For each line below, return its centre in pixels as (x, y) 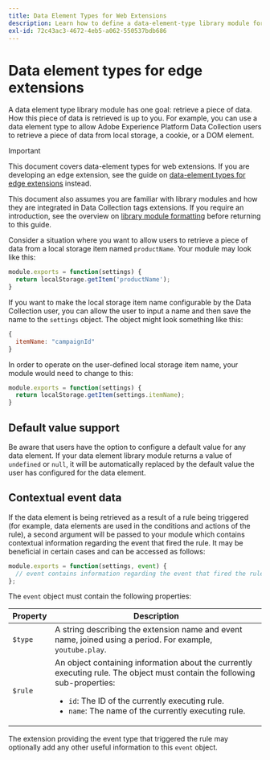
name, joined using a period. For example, (134, 639)
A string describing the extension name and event (149, 630)
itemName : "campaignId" (55, 341)
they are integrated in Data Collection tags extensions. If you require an (126, 208)
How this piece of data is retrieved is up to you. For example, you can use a (133, 118)
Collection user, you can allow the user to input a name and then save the (130, 311)
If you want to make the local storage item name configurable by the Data (130, 302)
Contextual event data (65, 498)
